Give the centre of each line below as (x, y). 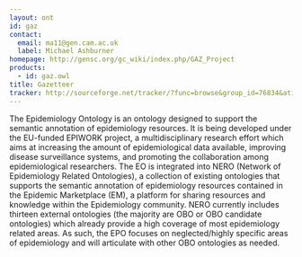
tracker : (26, 93)
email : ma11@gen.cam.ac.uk (68, 43)
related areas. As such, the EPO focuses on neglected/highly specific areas (149, 233)
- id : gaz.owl (44, 76)
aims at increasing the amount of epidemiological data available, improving (148, 147)
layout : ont (31, 18)
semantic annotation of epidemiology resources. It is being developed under (151, 128)
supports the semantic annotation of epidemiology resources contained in (146, 185)
